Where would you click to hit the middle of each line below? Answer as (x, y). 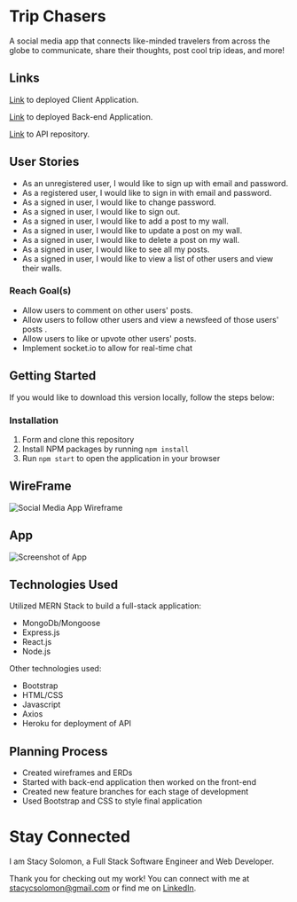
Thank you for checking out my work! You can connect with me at (129, 879)
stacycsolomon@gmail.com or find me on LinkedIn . (103, 888)
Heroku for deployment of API (76, 724)
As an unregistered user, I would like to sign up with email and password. (155, 183)
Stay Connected (70, 837)
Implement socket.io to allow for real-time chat (107, 348)
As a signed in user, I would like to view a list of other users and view (148, 258)
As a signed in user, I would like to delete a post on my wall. (131, 239)
